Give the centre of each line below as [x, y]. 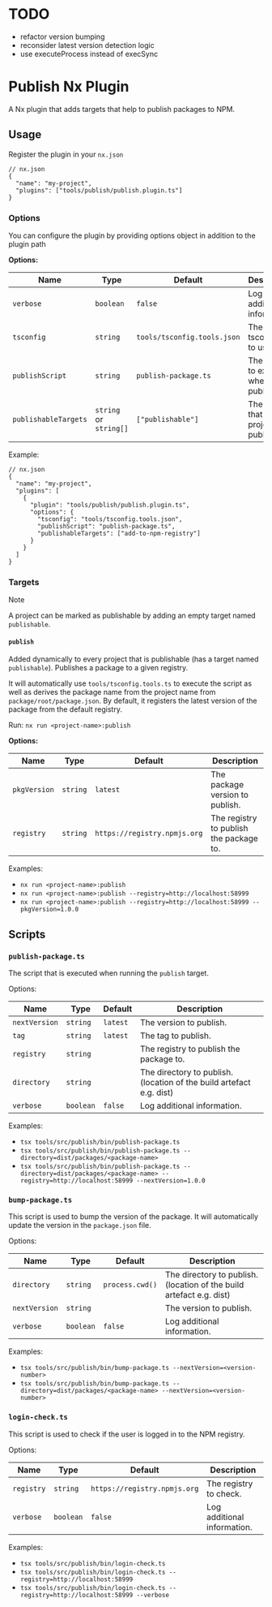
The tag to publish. [176, 1036]
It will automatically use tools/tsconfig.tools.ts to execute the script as [130, 683]
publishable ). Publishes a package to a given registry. [98, 668]
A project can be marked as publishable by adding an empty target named [132, 616]
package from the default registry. [66, 709]
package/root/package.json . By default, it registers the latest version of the [133, 701]
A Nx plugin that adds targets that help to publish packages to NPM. [122, 109]
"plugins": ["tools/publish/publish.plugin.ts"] [99, 190]
